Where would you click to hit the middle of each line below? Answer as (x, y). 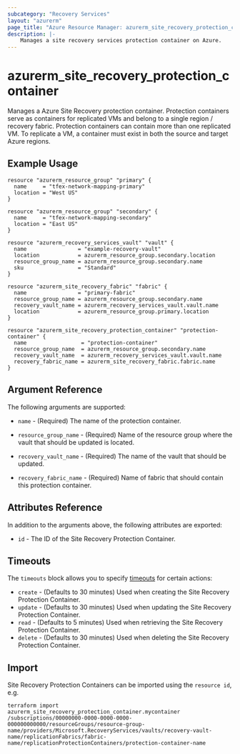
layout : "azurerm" (35, 21)
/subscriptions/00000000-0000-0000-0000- (70, 718)
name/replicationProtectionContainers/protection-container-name (106, 743)
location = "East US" (46, 224)
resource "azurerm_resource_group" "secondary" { (83, 212)
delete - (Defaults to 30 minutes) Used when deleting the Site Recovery (124, 638)
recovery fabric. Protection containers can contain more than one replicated (119, 127)
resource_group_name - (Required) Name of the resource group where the (125, 435)
